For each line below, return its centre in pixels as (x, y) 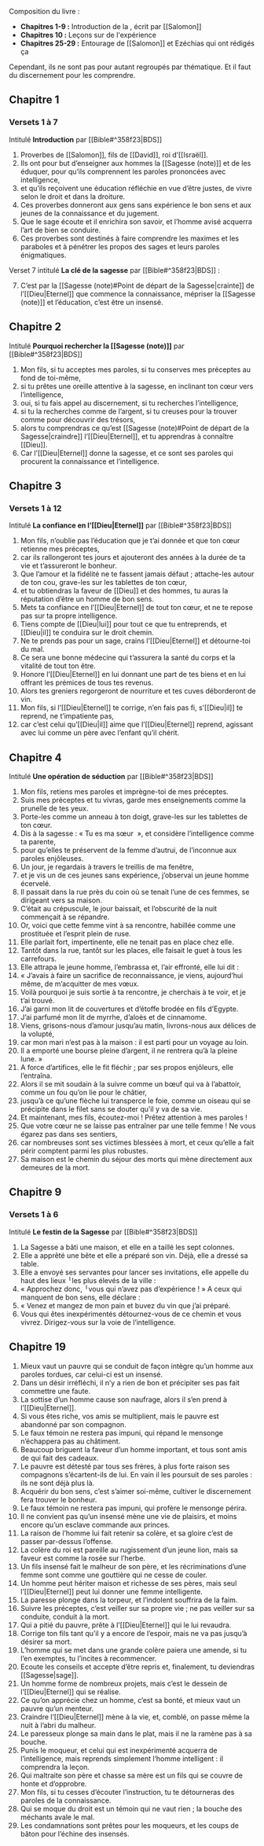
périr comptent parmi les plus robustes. (84, 1151)
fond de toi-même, (50, 377)
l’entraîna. (36, 1076)
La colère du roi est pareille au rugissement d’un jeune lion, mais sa (129, 1550)
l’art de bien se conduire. (60, 230)
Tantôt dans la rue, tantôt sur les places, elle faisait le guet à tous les (131, 950)
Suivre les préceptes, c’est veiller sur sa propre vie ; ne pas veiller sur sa (137, 1608)
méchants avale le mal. (57, 1817)
